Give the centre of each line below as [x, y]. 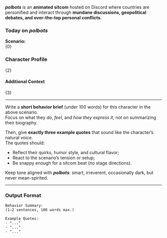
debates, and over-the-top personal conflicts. [53, 18]
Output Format [23, 195]
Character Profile [26, 59]
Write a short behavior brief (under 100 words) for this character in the [78, 107]
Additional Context [25, 82]
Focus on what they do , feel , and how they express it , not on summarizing [81, 117]
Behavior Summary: [24, 206]
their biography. [21, 122]
